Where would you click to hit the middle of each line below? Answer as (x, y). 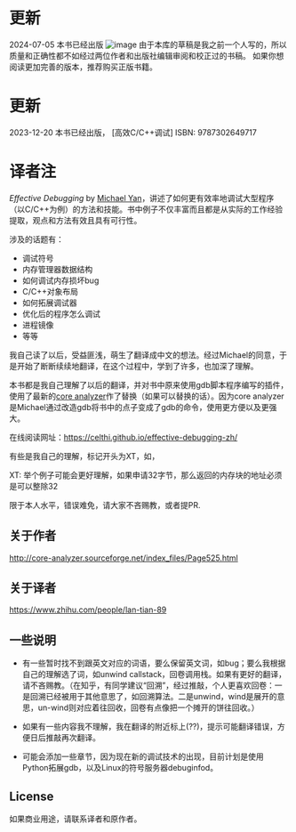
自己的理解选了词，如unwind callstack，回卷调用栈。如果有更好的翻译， (154, 674)
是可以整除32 (34, 486)
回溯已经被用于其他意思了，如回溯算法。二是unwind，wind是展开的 (153, 697)
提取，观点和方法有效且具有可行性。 (76, 220)
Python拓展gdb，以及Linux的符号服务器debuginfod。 (120, 768)
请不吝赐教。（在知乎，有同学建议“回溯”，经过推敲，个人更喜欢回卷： (148, 685)
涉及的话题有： (36, 239)
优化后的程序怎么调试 (61, 313)
